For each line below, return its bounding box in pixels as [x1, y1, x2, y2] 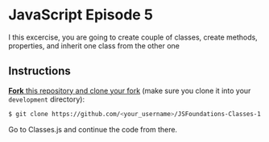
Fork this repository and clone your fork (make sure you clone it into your [8, 86, 251, 95]
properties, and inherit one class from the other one [8, 40, 180, 50]
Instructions [8, 65, 71, 78]
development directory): [8, 94, 85, 104]
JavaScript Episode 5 [8, 6, 153, 24]
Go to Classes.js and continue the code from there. [8, 124, 178, 134]
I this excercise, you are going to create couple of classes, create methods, [8, 32, 258, 42]
